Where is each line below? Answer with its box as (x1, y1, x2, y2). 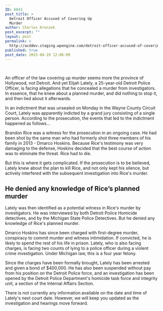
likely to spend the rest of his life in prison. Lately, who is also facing (5, 240, 142, 246)
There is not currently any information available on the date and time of (5, 290, 147, 296)
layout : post (5, 35, 32, 39)
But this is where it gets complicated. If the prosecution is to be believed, (5, 160, 151, 166)
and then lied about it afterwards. (5, 96, 71, 102)
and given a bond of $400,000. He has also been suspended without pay (5, 265, 151, 271)
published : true (5, 48, 38, 52)
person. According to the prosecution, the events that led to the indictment (5, 115, 154, 121)
